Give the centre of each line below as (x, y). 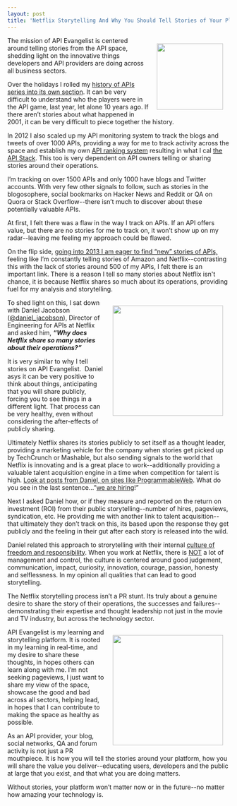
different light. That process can (54, 406)
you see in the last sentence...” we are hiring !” (73, 487)
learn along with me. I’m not (48, 669)
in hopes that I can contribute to (54, 707)
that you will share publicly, (47, 391)
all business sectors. (37, 71)
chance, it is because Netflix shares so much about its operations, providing (117, 281)
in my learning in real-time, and (53, 647)
